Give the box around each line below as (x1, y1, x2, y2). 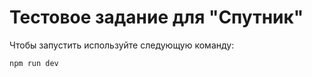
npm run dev (9, 58, 59, 68)
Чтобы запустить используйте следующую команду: (9, 39, 235, 51)
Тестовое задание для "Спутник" (9, 6, 304, 29)
